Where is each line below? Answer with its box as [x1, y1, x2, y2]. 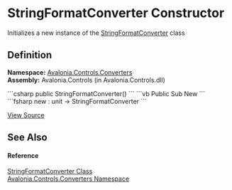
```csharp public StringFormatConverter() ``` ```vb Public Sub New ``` [7, 89, 206, 97]
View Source [7, 110, 45, 119]
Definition [7, 49, 52, 61]
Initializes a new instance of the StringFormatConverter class [7, 28, 186, 37]
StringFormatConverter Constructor [7, 5, 225, 21]
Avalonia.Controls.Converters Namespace [7, 174, 130, 183]
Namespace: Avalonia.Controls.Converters [7, 68, 133, 76]
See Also [7, 132, 48, 144]
